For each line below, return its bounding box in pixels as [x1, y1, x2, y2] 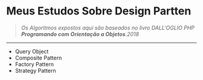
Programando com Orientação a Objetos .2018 [21, 30, 140, 37]
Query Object [14, 48, 49, 55]
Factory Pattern [14, 60, 54, 67]
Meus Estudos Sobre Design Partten [6, 4, 192, 18]
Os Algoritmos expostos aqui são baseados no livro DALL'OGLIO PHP [21, 24, 195, 31]
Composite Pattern [14, 54, 62, 61]
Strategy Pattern [14, 67, 56, 74]
